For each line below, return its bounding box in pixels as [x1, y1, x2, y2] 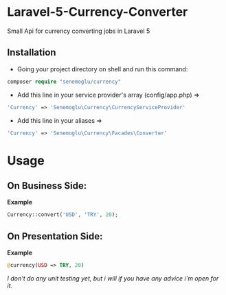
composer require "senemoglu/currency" [7, 78, 122, 85]
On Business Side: [7, 180, 87, 191]
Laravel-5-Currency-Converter [7, 4, 188, 20]
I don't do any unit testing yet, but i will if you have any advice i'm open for [7, 274, 219, 282]
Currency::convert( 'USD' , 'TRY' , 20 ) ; [7, 211, 118, 218]
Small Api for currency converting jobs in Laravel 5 [7, 27, 150, 35]
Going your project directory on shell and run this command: [16, 64, 188, 73]
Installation [7, 47, 56, 58]
